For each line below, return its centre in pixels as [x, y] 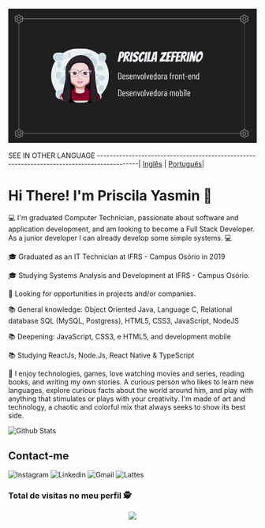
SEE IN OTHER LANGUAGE [52, 155]
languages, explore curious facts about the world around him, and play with [131, 391]
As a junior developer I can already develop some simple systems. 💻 [120, 238]
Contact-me [39, 456]
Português [185, 163]
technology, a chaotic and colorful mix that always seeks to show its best [127, 407]
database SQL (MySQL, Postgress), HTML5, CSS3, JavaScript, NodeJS [123, 321]
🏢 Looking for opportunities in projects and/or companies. [102, 294]
